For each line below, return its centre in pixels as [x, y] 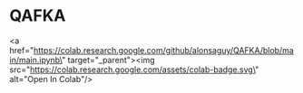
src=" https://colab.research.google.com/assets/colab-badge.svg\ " [134, 70]
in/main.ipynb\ [36, 60]
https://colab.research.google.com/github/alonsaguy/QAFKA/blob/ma [164, 50]
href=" [22, 50]
